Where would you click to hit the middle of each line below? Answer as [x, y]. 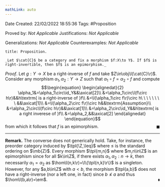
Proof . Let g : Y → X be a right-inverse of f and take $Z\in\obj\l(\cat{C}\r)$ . [81, 74]
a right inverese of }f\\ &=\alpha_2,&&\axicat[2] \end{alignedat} [82, 114]
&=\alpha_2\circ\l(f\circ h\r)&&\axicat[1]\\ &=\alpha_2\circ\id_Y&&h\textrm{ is [82, 108]
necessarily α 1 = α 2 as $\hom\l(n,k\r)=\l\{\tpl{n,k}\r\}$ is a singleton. [74, 163]
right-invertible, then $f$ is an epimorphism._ [56, 64]
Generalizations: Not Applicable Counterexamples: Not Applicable [72, 43]
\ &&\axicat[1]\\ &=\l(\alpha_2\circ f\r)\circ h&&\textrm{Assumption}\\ [82, 103]
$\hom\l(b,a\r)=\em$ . [26, 180]
